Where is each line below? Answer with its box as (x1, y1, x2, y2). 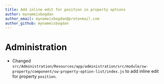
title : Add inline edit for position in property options (5, 7, 126, 12)
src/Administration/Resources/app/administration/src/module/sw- (12, 64, 148, 69)
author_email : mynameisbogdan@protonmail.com (5, 16, 99, 21)
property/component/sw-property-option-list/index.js (12, 69, 124, 74)
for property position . (12, 74, 57, 80)
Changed (12, 58, 31, 64)
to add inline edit (125, 68, 159, 74)
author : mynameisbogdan (5, 12, 54, 17)
